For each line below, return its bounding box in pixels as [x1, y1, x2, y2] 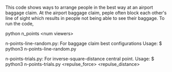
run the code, [5, 20, 34, 27]
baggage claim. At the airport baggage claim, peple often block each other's [5, 10, 167, 16]
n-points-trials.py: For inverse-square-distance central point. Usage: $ [5, 56, 155, 62]
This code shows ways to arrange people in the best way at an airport [5, 5, 153, 10]
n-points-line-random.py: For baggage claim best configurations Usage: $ [5, 40, 162, 46]
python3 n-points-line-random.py [5, 46, 77, 52]
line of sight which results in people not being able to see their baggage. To [5, 15, 165, 21]
